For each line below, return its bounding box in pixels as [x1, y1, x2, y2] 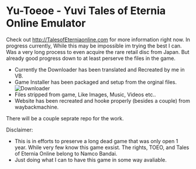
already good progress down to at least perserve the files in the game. [6, 55, 176, 62]
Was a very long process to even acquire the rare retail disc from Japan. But [6, 48, 190, 55]
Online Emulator [6, 16, 86, 30]
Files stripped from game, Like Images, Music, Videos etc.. [14, 91, 156, 98]
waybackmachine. [14, 103, 59, 110]
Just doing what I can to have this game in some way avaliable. [14, 156, 167, 163]
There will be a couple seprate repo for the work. [6, 114, 124, 121]
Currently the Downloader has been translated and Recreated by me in [14, 66, 185, 73]
